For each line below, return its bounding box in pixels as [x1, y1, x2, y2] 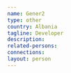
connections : [7, 49, 45, 56]
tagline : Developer [7, 29, 64, 37]
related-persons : [7, 42, 58, 49]
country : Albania [7, 23, 58, 30]
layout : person [7, 56, 52, 63]
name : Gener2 [7, 10, 45, 17]
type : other [7, 17, 42, 24]
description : [7, 36, 45, 43]
